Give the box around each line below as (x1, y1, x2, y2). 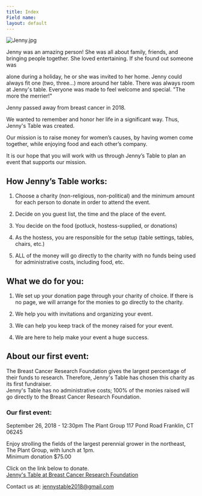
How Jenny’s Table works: (6, 176, 107, 187)
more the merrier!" (6, 92, 52, 100)
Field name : (6, 15, 36, 21)
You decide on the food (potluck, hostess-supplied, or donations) (14, 222, 178, 230)
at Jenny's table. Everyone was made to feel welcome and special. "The (6, 86, 186, 93)
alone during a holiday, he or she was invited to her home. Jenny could (6, 73, 182, 81)
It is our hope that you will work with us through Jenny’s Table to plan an (6, 152, 186, 159)
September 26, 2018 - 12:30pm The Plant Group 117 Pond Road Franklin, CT (6, 422, 194, 429)
